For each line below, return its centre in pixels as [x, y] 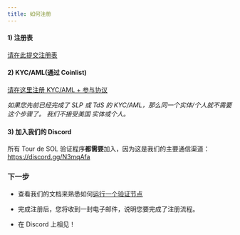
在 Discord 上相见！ [47, 224]
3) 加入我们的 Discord [40, 131]
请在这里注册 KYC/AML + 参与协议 [58, 90]
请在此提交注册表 [32, 55]
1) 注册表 [20, 38]
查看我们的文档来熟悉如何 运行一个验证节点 [80, 194]
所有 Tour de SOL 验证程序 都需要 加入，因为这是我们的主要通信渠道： [109, 149]
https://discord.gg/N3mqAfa [49, 157]
